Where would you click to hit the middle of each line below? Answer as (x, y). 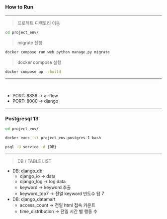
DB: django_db (27, 171)
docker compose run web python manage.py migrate (58, 52)
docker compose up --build (33, 72)
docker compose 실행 (39, 62)
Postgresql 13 (22, 118)
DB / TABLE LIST (34, 161)
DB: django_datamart (34, 199)
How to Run (19, 7)
